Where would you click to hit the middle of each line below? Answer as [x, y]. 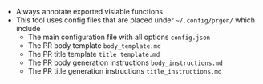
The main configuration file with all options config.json [119, 37]
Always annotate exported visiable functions [89, 12]
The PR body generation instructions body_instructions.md [125, 62]
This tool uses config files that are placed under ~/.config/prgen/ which [135, 20]
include [28, 28]
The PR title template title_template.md [94, 54]
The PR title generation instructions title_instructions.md [125, 71]
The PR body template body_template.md [95, 46]
